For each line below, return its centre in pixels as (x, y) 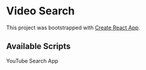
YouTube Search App (32, 60)
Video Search (40, 11)
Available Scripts (38, 46)
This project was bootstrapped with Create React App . (73, 28)
